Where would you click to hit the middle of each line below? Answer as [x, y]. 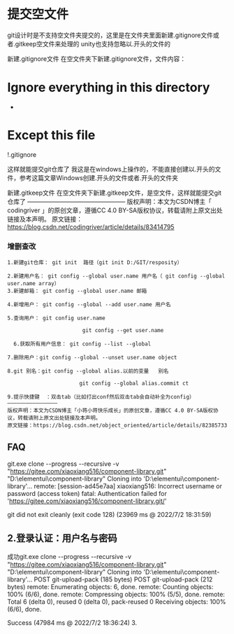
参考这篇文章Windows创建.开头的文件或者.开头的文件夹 [99, 178]
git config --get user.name [123, 331]
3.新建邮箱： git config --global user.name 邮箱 [77, 291]
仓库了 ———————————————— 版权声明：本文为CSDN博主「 [109, 201]
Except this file [51, 136]
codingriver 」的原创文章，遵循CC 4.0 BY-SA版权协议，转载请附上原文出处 [115, 210]
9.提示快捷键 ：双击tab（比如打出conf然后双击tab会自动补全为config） [101, 397]
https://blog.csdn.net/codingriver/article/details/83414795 [91, 227]
